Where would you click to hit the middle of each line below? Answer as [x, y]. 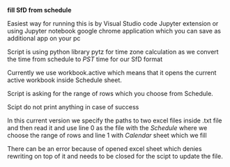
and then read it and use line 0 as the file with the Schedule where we [107, 128]
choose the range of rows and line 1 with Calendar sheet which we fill [107, 135]
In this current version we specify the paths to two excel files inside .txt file [115, 120]
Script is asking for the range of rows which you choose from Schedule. [110, 94]
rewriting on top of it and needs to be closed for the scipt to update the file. [115, 156]
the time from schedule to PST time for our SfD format [85, 59]
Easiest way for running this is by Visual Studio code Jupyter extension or [113, 23]
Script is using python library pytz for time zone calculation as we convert [113, 52]
